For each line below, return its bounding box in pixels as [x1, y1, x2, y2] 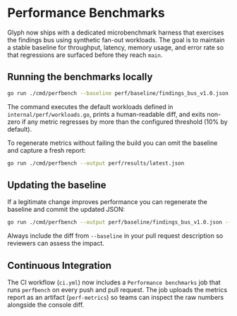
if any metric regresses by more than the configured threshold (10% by [22, 118, 228, 126]
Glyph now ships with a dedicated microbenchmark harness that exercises [7, 28, 224, 37]
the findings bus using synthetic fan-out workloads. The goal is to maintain [7, 35, 225, 44]
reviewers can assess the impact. [7, 239, 104, 248]
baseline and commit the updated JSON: [7, 206, 126, 214]
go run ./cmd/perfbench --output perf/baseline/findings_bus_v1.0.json [7, 219, 222, 226]
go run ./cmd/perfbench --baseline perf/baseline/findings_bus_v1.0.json [7, 89, 229, 96]
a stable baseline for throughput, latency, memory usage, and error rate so [7, 43, 224, 51]
